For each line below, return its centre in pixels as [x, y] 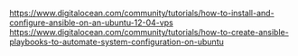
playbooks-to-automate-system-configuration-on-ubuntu [116, 42]
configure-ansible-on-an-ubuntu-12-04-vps [91, 23]
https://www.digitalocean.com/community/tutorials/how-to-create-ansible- [149, 32]
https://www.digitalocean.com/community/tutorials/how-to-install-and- [142, 13]
